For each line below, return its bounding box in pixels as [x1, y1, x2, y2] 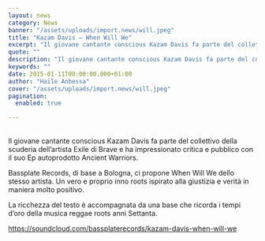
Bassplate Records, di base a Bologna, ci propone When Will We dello [8, 169, 235, 178]
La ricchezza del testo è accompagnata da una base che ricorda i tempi [8, 200, 241, 209]
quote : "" [8, 48, 41, 56]
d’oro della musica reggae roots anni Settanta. [8, 209, 158, 218]
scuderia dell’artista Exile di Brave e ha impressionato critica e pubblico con [8, 145, 254, 154]
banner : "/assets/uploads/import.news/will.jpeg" [8, 26, 175, 34]
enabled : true [15, 99, 62, 107]
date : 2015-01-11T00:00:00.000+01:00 [8, 70, 132, 78]
